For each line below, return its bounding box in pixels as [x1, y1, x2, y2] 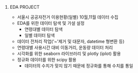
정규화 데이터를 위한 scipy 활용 [17, 57, 77, 62]
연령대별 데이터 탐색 [24, 26, 63, 32]
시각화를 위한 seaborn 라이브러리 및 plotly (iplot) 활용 [17, 51, 121, 56]
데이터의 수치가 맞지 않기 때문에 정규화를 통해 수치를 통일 [24, 63, 134, 69]
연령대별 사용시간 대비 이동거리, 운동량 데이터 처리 [17, 45, 113, 50]
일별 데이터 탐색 [24, 33, 55, 38]
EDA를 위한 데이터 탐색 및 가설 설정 [17, 20, 85, 26]
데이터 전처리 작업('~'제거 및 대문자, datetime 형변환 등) [17, 38, 125, 44]
